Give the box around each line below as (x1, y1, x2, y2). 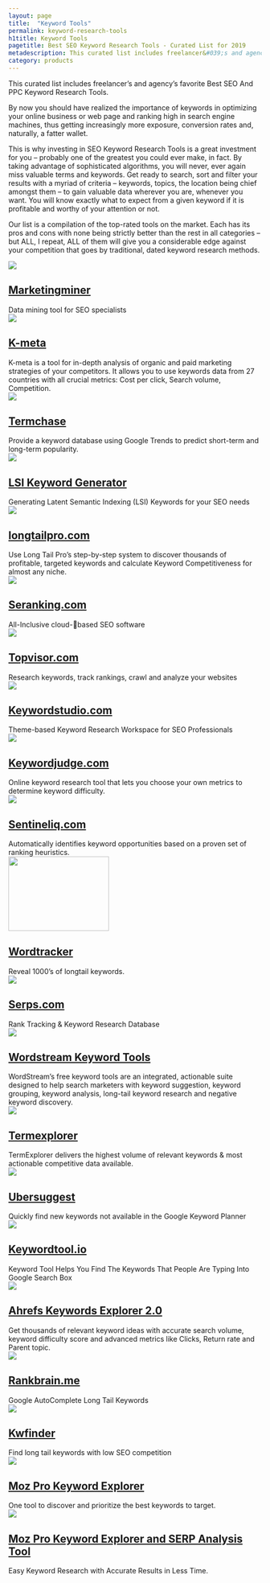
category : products (8, 57, 74, 65)
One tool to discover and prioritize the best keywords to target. (8, 1501, 216, 1511)
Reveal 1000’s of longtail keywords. (8, 966, 125, 976)
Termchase (8, 414, 67, 428)
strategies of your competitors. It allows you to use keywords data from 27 (8, 366, 255, 376)
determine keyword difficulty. (8, 786, 106, 796)
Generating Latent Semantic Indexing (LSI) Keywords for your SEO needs (8, 497, 251, 507)
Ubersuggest (8, 1190, 76, 1203)
